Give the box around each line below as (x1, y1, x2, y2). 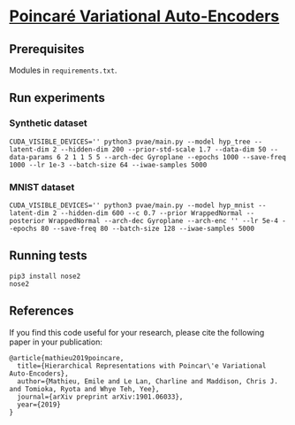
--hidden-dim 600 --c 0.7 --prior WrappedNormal (60, 208, 243, 218)
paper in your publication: (9, 336, 103, 347)
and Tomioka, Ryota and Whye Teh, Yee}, (9, 384, 161, 393)
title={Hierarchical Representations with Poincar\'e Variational (17, 361, 267, 370)
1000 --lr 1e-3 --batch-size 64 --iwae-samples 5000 (9, 160, 208, 169)
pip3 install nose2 (9, 272, 81, 281)
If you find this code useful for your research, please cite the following (9, 327, 265, 337)
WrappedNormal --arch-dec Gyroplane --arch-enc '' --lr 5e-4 (48, 216, 278, 225)
